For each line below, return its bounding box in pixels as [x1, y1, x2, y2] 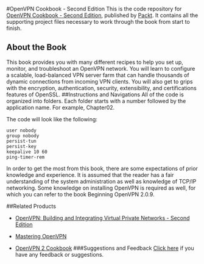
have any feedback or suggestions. [15, 251, 104, 258]
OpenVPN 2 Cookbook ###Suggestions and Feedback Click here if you [15, 244, 195, 252]
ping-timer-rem [6, 154, 45, 160]
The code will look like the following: [6, 115, 97, 123]
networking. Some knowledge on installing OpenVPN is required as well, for [6, 184, 196, 191]
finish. [6, 24, 22, 32]
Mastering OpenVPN [15, 232, 67, 240]
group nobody [6, 132, 40, 139]
